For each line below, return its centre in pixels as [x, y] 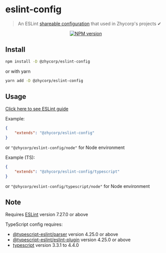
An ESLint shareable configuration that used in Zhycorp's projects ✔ [90, 24]
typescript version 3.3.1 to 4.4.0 [46, 245]
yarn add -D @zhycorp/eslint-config [44, 80]
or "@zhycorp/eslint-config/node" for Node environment [65, 147]
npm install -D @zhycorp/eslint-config [48, 61]
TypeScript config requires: [34, 224]
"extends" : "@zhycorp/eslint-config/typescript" [67, 172]
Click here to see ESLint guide [37, 109]
